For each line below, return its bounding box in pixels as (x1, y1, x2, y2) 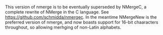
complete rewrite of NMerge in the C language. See (5, 9, 109, 15)
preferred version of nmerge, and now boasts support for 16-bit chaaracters (5, 19, 159, 25)
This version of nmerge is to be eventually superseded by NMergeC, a (5, 4, 147, 10)
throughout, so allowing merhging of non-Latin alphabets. (5, 24, 121, 30)
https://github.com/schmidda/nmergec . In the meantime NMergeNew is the (5, 14, 157, 20)
